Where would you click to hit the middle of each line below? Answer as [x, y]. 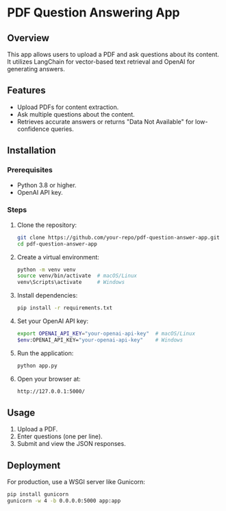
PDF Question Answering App [93, 13]
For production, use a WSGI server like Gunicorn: [76, 482]
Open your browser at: [49, 379]
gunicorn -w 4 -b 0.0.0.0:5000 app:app [64, 501]
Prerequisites [30, 170]
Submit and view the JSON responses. [71, 444]
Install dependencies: [47, 296]
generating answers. [36, 69]
